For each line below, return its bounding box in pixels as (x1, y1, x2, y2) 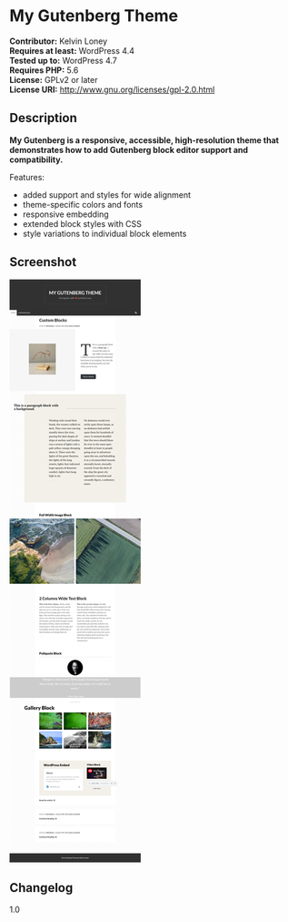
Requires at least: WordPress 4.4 (9, 45, 134, 56)
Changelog (9, 880, 74, 896)
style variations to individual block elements (22, 228, 187, 239)
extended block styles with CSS (22, 218, 143, 229)
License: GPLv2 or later (9, 74, 98, 85)
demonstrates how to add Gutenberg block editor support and (9, 144, 248, 155)
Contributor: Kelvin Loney (9, 36, 108, 46)
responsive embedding (22, 209, 109, 220)
